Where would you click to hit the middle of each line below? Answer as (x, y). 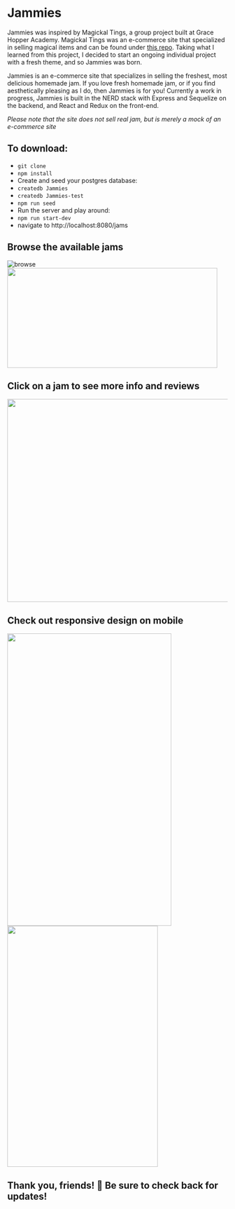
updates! (27, 1196)
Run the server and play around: (64, 210)
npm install (35, 173)
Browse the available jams (65, 247)
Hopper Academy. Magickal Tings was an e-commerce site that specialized (116, 39)
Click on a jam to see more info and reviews (104, 386)
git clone (32, 166)
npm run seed (36, 203)
